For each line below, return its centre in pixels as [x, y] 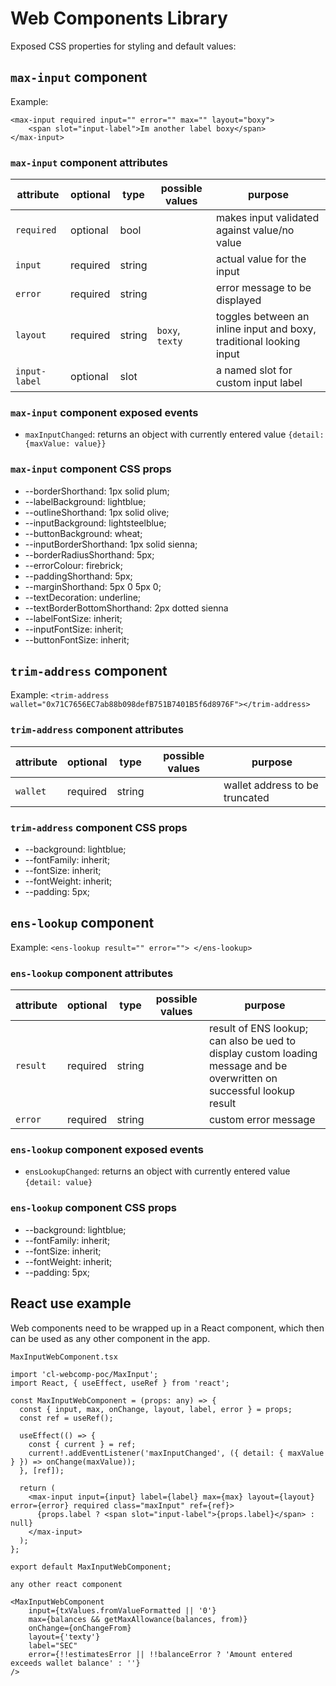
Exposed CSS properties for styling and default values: [123, 46]
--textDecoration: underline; [83, 597]
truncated [246, 797]
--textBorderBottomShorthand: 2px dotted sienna [126, 608]
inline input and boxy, [266, 329]
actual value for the [261, 259]
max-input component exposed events [104, 412]
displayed [238, 300]
